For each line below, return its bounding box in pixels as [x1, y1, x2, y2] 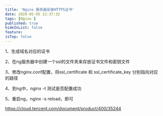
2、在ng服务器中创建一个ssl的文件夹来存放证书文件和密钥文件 [5, 58, 130, 64]
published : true [5, 20, 38, 26]
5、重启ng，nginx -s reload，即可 [5, 96, 73, 101]
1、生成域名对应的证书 [5, 48, 50, 54]
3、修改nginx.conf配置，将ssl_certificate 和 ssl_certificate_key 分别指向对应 [5, 69, 158, 75]
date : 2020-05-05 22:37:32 [5, 12, 60, 17]
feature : [5, 30, 23, 35]
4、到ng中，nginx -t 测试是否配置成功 [5, 85, 82, 91]
